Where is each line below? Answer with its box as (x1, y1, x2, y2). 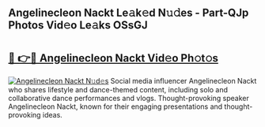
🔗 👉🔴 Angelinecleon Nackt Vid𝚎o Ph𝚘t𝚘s (8, 51, 219, 65)
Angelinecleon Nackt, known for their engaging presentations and (8, 102, 223, 111)
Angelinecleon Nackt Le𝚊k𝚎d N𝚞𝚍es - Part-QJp (8, 6, 249, 20)
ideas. (42, 110, 63, 119)
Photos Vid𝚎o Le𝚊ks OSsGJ (8, 19, 148, 32)
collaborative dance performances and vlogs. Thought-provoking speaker (8, 94, 249, 103)
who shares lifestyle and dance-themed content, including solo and (8, 85, 228, 94)
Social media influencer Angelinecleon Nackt (110, 77, 257, 85)
